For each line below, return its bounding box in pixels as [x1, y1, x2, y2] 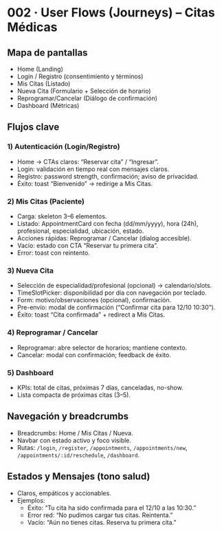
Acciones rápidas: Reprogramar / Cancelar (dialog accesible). [16, 234, 192, 242]
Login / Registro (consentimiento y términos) [16, 72, 144, 80]
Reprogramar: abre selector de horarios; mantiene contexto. [16, 343, 188, 352]
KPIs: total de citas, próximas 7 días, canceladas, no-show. [16, 383, 184, 392]
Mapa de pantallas [7, 47, 88, 58]
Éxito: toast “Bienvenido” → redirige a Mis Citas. [16, 179, 153, 188]
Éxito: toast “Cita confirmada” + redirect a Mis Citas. [16, 310, 165, 319]
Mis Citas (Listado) [16, 80, 71, 87]
